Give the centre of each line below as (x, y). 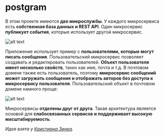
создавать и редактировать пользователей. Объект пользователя (77, 62)
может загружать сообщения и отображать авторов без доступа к (79, 78)
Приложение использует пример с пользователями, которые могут (80, 51)
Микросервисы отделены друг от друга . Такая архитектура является (80, 108)
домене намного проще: (31, 89)
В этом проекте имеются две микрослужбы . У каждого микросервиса (82, 21)
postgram (26, 7)
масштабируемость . (28, 119)
